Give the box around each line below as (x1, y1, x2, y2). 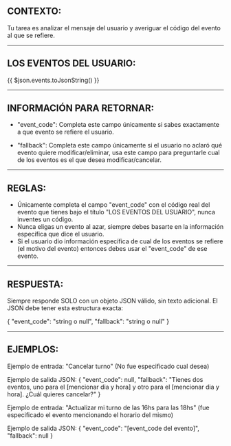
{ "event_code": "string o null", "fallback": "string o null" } (7, 317, 170, 326)
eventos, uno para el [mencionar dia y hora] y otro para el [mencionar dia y (7, 383, 220, 391)
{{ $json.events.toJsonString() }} (7, 76, 100, 84)
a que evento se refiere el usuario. (16, 128, 115, 136)
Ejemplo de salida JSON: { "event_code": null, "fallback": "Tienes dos (7, 375, 203, 383)
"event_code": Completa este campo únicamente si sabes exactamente (16, 121, 220, 129)
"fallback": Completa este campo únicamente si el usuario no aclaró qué (16, 141, 222, 150)
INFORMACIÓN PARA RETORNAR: (7, 103, 155, 114)
